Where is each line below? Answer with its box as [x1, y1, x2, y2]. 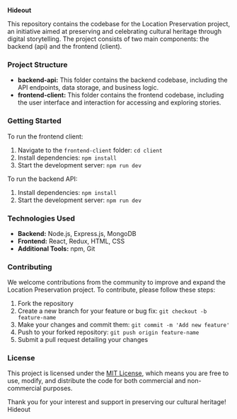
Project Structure [7, 59, 68, 69]
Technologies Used [7, 213, 76, 223]
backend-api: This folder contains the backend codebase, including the [17, 76, 228, 84]
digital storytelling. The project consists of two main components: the [7, 35, 209, 43]
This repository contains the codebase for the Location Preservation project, [7, 20, 231, 28]
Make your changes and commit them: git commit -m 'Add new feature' [17, 321, 230, 329]
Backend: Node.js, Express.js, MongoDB [17, 229, 137, 237]
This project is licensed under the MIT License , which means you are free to [7, 369, 229, 377]
